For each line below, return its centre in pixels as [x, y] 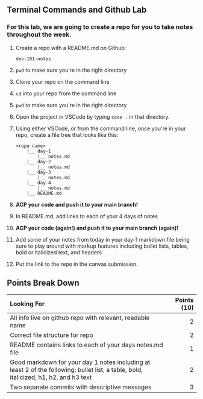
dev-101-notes [33, 59]
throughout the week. [39, 34]
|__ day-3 [39, 172]
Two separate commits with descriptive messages [81, 387]
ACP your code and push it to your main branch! [77, 204]
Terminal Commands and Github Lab [77, 10]
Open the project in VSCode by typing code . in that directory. [93, 116]
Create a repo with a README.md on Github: [71, 48]
